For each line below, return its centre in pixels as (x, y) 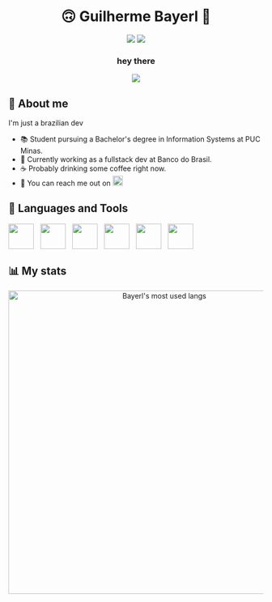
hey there (136, 61)
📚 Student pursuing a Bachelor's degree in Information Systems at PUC (140, 139)
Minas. (31, 151)
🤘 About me (38, 103)
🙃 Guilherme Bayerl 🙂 (136, 17)
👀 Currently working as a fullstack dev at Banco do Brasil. (116, 159)
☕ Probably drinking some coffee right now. (93, 168)
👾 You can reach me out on (65, 183)
